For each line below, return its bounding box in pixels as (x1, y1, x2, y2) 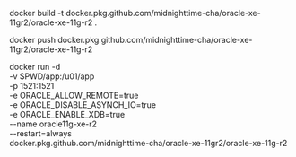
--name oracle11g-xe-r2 (9, 118, 97, 129)
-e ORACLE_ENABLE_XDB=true (9, 109, 126, 119)
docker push (9, 35, 57, 45)
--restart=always (9, 128, 72, 138)
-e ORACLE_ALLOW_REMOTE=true (9, 90, 139, 100)
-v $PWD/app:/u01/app (9, 71, 95, 82)
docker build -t (9, 8, 65, 18)
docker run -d (9, 62, 61, 72)
